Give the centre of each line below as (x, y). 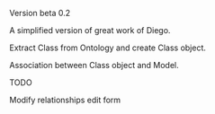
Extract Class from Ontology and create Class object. (108, 48)
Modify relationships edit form (65, 100)
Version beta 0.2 (40, 13)
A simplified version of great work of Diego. (90, 30)
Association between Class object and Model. (94, 65)
